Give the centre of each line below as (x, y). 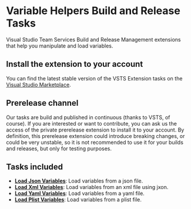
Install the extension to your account (75, 64)
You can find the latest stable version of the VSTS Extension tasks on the (94, 78)
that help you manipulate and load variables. (60, 46)
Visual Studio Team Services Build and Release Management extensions (93, 39)
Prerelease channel (42, 103)
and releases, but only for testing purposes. (59, 149)
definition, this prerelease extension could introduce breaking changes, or (95, 136)
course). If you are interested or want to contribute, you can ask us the (92, 123)
